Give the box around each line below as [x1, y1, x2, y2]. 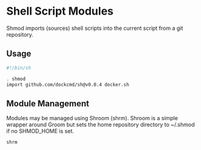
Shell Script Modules [6, 4, 114, 18]
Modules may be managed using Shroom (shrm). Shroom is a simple [6, 115, 178, 122]
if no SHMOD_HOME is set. [6, 127, 74, 135]
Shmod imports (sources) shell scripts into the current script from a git [6, 24, 183, 32]
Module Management [6, 98, 90, 109]
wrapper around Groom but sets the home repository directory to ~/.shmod [6, 121, 195, 129]
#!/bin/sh [6, 65, 32, 71]
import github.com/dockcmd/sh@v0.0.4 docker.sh [6, 81, 130, 88]
